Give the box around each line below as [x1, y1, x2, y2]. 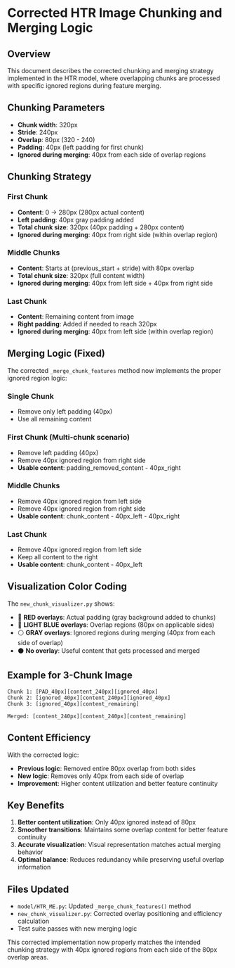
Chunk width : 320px [17, 120, 79, 129]
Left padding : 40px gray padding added [17, 215, 135, 224]
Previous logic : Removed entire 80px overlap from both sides [17, 764, 196, 772]
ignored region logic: [7, 374, 67, 382]
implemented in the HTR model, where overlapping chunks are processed [7, 74, 220, 82]
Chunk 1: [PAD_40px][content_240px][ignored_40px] [7, 688, 159, 695]
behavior [17, 848, 43, 856]
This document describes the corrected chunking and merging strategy [7, 67, 214, 75]
